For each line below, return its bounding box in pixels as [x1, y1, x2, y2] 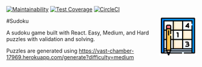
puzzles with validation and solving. [6, 36, 96, 42]
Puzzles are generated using [6, 47, 77, 54]
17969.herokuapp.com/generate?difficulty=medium [6, 54, 134, 60]
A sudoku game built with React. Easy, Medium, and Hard [6, 29, 149, 36]
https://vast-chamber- [78, 47, 134, 54]
